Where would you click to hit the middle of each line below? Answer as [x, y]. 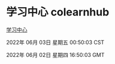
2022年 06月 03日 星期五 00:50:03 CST [55, 42]
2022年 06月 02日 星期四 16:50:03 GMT [55, 55]
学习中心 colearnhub [58, 12]
